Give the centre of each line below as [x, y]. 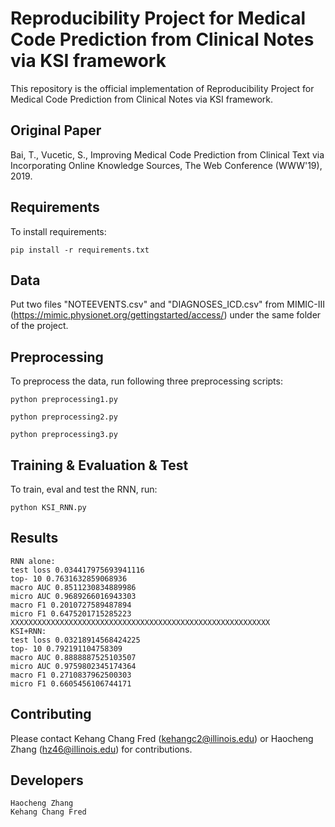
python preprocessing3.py [64, 435]
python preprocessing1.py [64, 400]
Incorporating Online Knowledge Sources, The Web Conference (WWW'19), [166, 165]
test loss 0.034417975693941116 [77, 570]
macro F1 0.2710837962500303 [71, 675]
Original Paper [56, 130]
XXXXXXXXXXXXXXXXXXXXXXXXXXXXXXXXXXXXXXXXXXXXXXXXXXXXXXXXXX [140, 622]
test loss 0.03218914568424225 [75, 640]
